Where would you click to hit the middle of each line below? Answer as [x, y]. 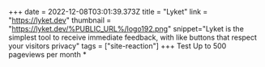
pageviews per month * [47, 54]
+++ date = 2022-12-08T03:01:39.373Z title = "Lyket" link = [108, 12]
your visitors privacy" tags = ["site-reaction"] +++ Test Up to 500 [118, 46]
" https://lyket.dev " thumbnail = [60, 20]
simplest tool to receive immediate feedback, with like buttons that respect [133, 37]
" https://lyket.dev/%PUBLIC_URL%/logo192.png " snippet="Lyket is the [126, 29]
